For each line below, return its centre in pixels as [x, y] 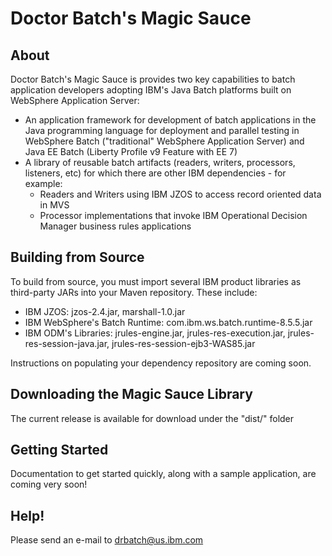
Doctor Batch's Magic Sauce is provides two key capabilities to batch [153, 79]
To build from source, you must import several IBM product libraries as [156, 281]
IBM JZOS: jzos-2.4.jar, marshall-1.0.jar [105, 311]
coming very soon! [49, 484]
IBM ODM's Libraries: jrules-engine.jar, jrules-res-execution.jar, [155, 333]
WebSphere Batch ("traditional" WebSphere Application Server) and [164, 141]
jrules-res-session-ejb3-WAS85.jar [183, 343]
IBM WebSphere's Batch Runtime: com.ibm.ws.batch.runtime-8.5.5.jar [168, 322]
